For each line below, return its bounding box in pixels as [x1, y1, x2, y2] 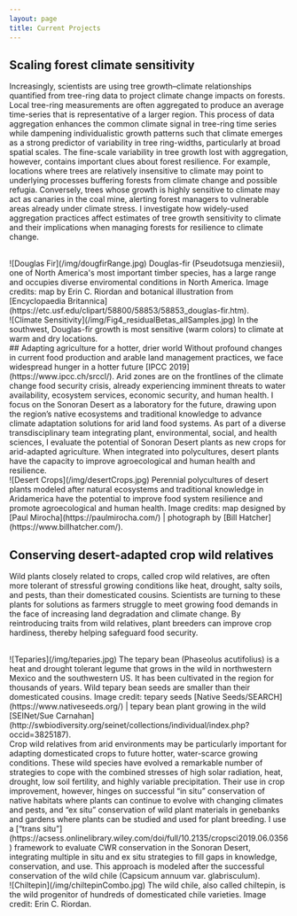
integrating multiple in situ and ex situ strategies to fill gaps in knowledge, [9, 851, 277, 863]
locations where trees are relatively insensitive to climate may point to [9, 166, 264, 176]
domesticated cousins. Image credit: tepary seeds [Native [9, 692, 221, 703]
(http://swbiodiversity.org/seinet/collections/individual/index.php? [9, 720, 250, 731]
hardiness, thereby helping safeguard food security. [9, 627, 199, 638]
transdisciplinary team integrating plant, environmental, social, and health [9, 428, 277, 439]
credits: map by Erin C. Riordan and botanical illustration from [9, 286, 233, 297]
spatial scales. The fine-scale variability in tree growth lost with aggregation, [9, 147, 289, 158]
